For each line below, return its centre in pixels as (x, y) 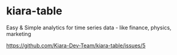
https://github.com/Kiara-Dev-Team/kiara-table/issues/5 (76, 45)
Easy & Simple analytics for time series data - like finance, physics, (89, 27)
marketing (19, 33)
